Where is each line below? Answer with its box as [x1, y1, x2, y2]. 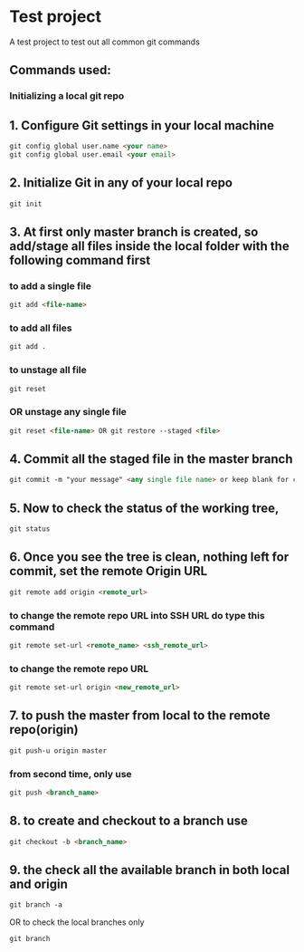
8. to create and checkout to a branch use [9, 813, 249, 829]
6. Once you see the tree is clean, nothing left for [9, 550, 290, 565]
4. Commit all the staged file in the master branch [9, 451, 293, 466]
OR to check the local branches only [9, 917, 145, 928]
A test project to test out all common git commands [9, 36, 201, 47]
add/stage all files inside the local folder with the [9, 238, 290, 254]
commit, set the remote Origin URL [9, 563, 208, 579]
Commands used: [9, 63, 111, 78]
